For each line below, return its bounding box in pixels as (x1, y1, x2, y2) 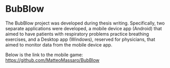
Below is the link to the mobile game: (5, 52, 83, 58)
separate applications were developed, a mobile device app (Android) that (5, 25, 162, 31)
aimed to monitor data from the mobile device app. (5, 41, 112, 48)
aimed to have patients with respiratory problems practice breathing (5, 31, 149, 37)
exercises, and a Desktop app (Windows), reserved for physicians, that (5, 36, 156, 42)
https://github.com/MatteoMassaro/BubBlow (5, 57, 100, 63)
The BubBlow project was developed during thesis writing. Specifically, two (5, 20, 165, 26)
